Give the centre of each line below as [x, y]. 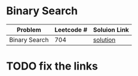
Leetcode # [71, 30]
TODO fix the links [52, 66]
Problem [29, 30]
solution [104, 40]
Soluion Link [111, 30]
